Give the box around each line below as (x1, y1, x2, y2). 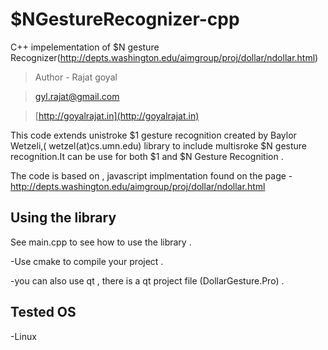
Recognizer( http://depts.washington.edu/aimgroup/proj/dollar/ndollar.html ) (10, 51, 319, 63)
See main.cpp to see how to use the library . (10, 236, 192, 248)
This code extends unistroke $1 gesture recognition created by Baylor (10, 129, 297, 141)
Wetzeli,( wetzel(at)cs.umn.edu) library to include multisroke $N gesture (10, 139, 307, 152)
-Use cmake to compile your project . (10, 255, 164, 267)
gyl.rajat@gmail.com (34, 90, 120, 102)
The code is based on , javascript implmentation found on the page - (10, 169, 293, 182)
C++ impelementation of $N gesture (10, 41, 160, 53)
